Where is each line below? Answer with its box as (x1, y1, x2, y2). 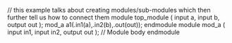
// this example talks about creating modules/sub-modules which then (7, 6, 211, 14)
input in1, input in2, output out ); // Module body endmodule (7, 28, 180, 36)
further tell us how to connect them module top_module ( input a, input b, (7, 13, 220, 21)
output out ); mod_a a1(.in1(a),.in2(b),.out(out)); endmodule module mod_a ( (7, 21, 226, 28)
